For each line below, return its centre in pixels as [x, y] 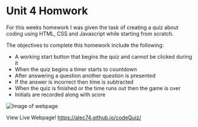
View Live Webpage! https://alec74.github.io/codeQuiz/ [74, 118]
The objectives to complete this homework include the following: [85, 45]
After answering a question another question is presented [85, 75]
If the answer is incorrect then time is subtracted [74, 82]
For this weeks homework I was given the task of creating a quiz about [92, 27]
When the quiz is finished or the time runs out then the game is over [98, 88]
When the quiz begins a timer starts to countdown [76, 69]
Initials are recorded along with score [60, 94]
